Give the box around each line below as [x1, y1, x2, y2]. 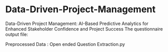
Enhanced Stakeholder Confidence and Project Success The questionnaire [5, 25, 163, 32]
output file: [5, 31, 28, 37]
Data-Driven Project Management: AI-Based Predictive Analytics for [5, 20, 149, 27]
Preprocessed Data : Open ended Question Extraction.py [5, 41, 125, 47]
